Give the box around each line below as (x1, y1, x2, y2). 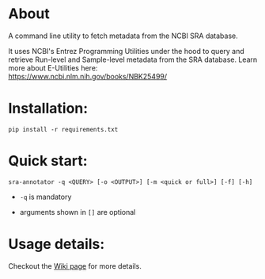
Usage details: (8, 235, 105, 253)
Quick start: (8, 152, 89, 170)
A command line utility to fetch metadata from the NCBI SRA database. (8, 31, 239, 40)
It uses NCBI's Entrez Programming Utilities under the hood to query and (8, 46, 245, 55)
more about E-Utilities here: (8, 63, 98, 72)
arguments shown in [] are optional (19, 207, 136, 216)
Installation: (8, 100, 89, 117)
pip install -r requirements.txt (8, 125, 119, 133)
